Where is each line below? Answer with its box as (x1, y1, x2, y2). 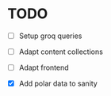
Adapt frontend (18, 63, 69, 72)
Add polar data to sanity (18, 79, 98, 88)
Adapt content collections (18, 47, 104, 56)
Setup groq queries (18, 31, 82, 40)
